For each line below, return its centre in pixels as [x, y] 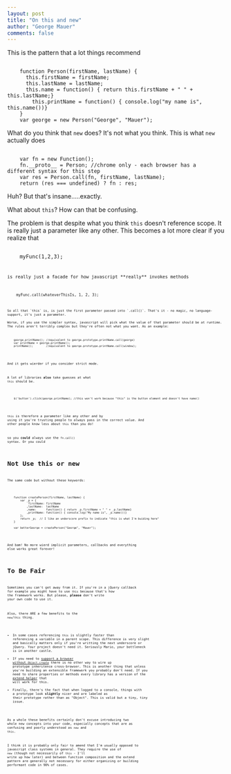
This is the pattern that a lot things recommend [74, 53]
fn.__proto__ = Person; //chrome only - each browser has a [108, 165]
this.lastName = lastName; [64, 84]
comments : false [30, 33]
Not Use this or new [44, 463]
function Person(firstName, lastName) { [78, 71]
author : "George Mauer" [41, 26]
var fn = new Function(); [57, 159]
